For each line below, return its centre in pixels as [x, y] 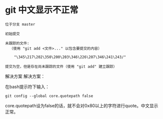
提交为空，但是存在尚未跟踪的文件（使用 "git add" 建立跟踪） [61, 67]
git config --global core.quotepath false [49, 96]
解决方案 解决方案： [25, 76]
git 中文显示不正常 [42, 10]
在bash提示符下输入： [27, 87]
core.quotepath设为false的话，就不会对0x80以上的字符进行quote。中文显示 [82, 105]
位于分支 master [20, 24]
